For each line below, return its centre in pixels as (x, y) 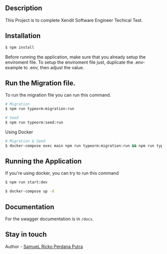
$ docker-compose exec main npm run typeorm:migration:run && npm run (80, 146)
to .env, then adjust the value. (54, 67)
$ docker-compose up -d (30, 191)
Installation (23, 36)
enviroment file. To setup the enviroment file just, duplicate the (69, 62)
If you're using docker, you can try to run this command (62, 173)
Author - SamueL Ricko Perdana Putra (44, 247)
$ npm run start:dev (27, 182)
